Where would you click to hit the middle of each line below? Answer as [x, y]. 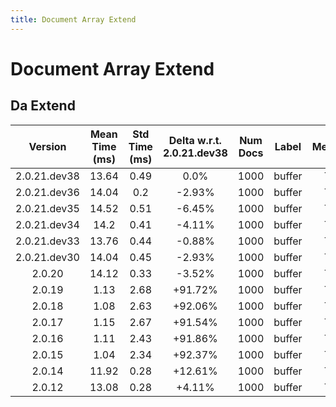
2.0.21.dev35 [47, 208]
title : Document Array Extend [73, 19]
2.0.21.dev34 [47, 224]
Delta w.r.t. [195, 140]
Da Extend [43, 106]
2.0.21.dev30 [47, 257]
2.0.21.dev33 [47, 241]
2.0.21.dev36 [47, 192]
